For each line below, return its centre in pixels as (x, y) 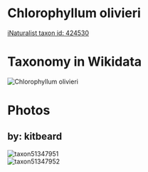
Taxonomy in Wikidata (75, 62)
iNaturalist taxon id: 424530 (48, 33)
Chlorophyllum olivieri (74, 13)
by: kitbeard (35, 137)
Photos (29, 110)
